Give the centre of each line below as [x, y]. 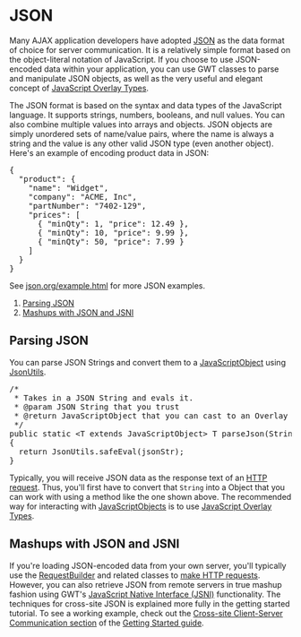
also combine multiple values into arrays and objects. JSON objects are [141, 124]
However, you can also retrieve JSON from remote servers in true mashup [146, 584]
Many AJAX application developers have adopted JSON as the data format [147, 40]
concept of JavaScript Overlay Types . [79, 88]
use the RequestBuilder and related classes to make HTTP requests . [135, 575]
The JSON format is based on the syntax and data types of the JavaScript [146, 105]
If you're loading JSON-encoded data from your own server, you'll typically [148, 565]
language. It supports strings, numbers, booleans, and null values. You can [147, 115]
